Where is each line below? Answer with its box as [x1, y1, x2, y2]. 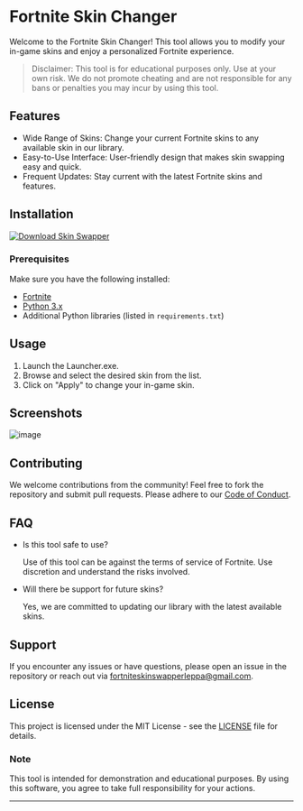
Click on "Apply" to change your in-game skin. [22, 379, 196, 390]
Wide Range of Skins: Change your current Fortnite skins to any [22, 133, 260, 143]
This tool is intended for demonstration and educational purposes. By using [9, 773, 289, 784]
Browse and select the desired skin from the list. [22, 370, 202, 381]
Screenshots [9, 406, 83, 421]
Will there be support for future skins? [22, 584, 164, 594]
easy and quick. [22, 161, 82, 172]
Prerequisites [9, 253, 69, 265]
